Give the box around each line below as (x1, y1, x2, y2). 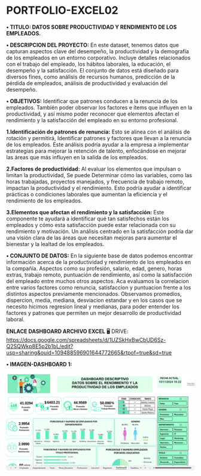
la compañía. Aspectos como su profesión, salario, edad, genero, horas (6, 265, 182, 272)
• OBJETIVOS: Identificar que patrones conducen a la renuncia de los (6, 97, 178, 105)
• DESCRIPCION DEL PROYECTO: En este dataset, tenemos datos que (6, 41, 179, 48)
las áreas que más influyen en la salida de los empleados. (6, 153, 148, 160)
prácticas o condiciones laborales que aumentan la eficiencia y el (6, 190, 167, 198)
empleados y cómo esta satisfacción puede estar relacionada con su (6, 221, 176, 228)
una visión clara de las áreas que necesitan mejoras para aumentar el (6, 234, 178, 241)
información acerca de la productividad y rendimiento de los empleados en (6, 258, 191, 265)
